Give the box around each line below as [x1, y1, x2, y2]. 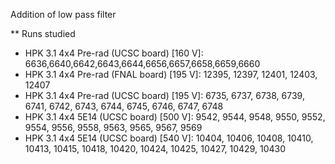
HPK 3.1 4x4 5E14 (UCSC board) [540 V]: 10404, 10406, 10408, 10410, [24, 132, 314, 144]
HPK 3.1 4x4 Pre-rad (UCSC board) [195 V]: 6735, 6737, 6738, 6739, [24, 90, 305, 101]
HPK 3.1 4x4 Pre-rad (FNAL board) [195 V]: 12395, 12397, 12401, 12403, [24, 69, 318, 80]
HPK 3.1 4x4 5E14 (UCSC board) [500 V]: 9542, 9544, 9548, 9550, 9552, [24, 111, 326, 123]
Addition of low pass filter [10, 9, 117, 20]
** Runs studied [10, 28, 76, 39]
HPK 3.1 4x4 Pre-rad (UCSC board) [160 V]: [24, 47, 204, 59]
